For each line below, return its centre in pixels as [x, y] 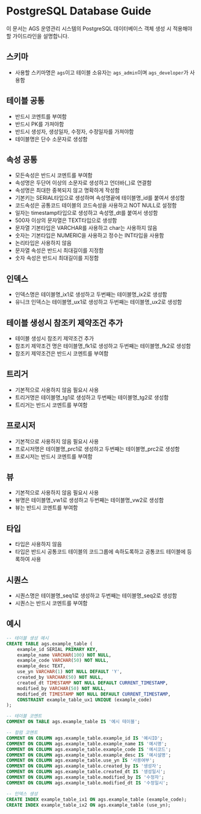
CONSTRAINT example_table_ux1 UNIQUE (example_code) [85, 700]
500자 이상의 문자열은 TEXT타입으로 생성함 [66, 220]
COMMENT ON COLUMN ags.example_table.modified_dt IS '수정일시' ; [87, 783]
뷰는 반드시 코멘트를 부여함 [46, 508]
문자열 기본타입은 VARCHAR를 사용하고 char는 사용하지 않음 [86, 228]
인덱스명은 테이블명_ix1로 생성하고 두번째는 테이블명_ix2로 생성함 [91, 294]
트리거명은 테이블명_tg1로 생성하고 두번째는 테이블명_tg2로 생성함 [92, 397]
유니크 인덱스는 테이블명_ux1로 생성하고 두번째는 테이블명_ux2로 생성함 [98, 302]
